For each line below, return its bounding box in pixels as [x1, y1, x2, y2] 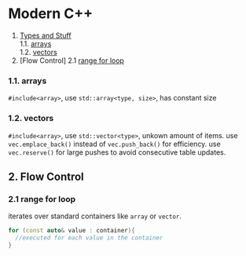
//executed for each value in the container [15, 234, 163, 242]
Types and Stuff [19, 31, 72, 40]
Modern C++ [8, 5, 93, 23]
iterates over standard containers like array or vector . [8, 211, 182, 221]
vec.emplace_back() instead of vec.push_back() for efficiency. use [8, 139, 222, 148]
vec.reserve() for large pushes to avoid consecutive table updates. [8, 147, 226, 157]
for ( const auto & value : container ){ [8, 227, 135, 235]
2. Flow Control [8, 170, 84, 183]
